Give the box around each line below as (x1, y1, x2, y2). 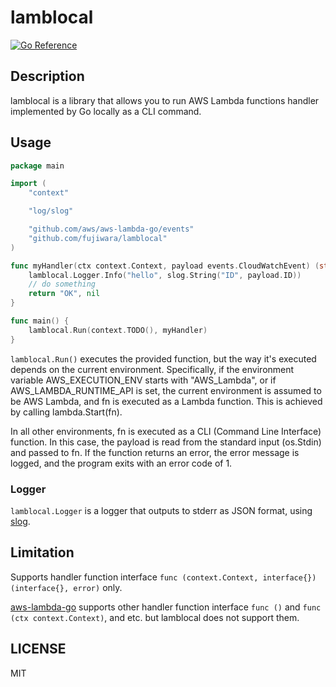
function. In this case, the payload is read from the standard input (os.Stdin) (10, 436, 322, 448)
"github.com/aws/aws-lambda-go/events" (28, 224, 195, 235)
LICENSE (10, 641, 67, 658)
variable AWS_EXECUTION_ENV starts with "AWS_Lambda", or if (10, 374, 277, 386)
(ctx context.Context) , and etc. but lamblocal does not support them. (10, 611, 300, 623)
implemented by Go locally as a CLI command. (10, 105, 202, 117)
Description (10, 68, 85, 85)
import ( (10, 179, 47, 189)
